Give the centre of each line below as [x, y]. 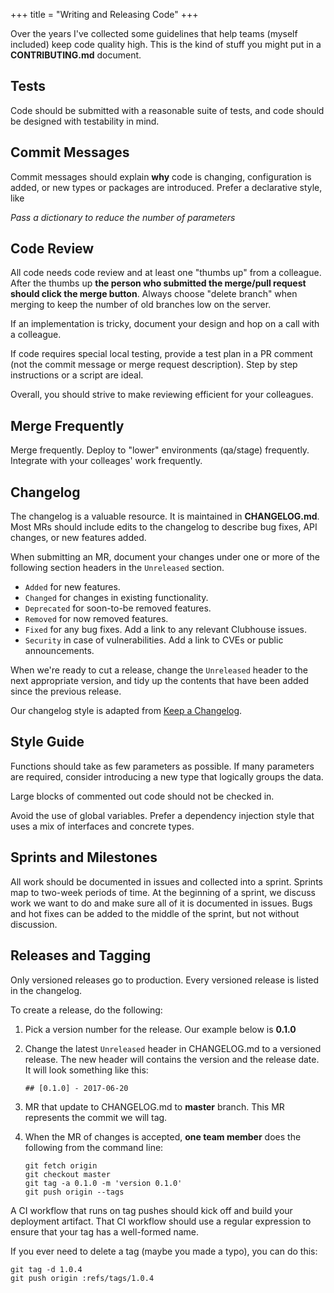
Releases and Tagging [81, 955]
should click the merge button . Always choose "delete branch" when [154, 294]
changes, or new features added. [78, 538]
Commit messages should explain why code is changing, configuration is [161, 176]
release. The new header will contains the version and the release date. [172, 1059]
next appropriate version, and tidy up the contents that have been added [160, 681]
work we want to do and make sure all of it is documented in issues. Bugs [161, 903]
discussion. [34, 924]
